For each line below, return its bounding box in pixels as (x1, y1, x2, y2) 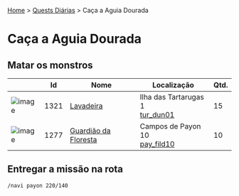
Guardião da (70, 126, 112, 136)
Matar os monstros (7, 59, 94, 71)
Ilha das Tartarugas (139, 92, 204, 102)
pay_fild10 (139, 139, 175, 148)
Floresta (70, 135, 97, 144)
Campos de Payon (139, 121, 201, 131)
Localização (152, 80, 194, 89)
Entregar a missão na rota (7, 163, 123, 175)
